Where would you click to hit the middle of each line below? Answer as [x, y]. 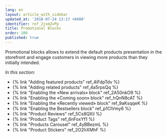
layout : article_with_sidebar [37, 14]
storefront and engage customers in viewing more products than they [77, 57]
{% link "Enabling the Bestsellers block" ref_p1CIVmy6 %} [72, 108]
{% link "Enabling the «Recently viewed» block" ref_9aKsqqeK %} [80, 103]
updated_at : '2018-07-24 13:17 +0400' [45, 19]
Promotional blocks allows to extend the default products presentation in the [83, 52]
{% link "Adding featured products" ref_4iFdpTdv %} [66, 82]
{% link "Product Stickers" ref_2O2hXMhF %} [59, 129]
